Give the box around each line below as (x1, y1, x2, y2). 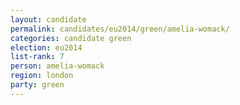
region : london (10, 71, 74, 81)
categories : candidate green (10, 33, 132, 43)
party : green (10, 80, 65, 90)
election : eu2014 (10, 42, 83, 53)
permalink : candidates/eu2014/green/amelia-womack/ (10, 24, 230, 34)
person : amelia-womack (10, 61, 105, 71)
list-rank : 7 (10, 52, 65, 62)
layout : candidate (10, 14, 87, 25)
